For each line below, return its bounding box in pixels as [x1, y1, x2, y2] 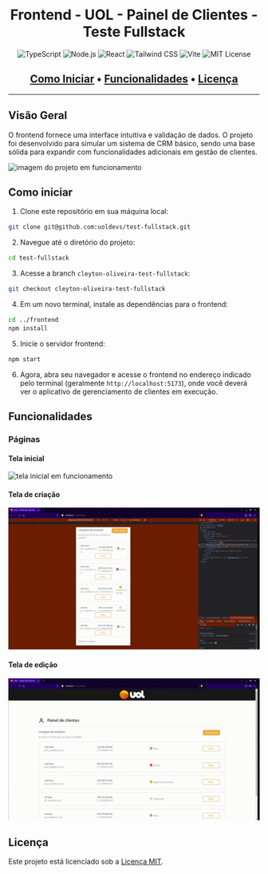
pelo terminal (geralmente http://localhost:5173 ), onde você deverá [19, 378, 248, 387]
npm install [8, 324, 48, 332]
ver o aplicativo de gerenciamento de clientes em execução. [19, 387, 219, 396]
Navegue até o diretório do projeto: [19, 237, 136, 248]
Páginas [8, 433, 41, 444]
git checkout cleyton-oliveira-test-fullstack [8, 285, 166, 293]
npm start [8, 355, 41, 364]
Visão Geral [8, 109, 68, 122]
